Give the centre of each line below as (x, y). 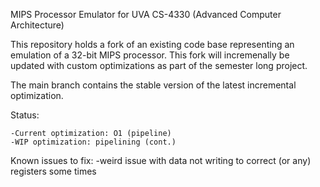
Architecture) (37, 25)
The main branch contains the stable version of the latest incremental (153, 85)
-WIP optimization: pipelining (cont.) (93, 142)
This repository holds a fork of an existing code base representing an (152, 44)
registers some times (53, 171)
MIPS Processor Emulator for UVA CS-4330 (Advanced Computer (146, 14)
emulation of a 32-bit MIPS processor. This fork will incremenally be (150, 55)
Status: (25, 115)
